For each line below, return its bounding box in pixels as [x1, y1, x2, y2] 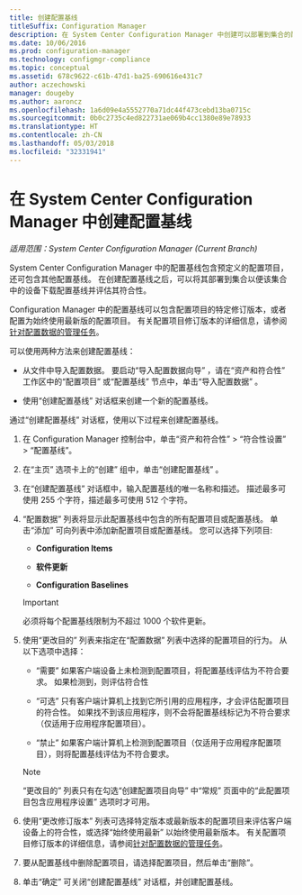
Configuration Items [35, 543, 113, 553]
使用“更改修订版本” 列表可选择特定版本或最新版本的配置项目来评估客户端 [22, 815, 292, 826]
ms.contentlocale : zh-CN [9, 131, 102, 140]
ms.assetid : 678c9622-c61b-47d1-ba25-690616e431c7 [9, 72, 203, 81]
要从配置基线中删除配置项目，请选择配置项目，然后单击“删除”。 [22, 857, 259, 868]
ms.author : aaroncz [9, 96, 83, 106]
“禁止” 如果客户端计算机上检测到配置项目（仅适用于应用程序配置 [35, 736, 274, 748]
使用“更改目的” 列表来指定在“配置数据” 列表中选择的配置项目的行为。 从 [22, 635, 288, 645]
